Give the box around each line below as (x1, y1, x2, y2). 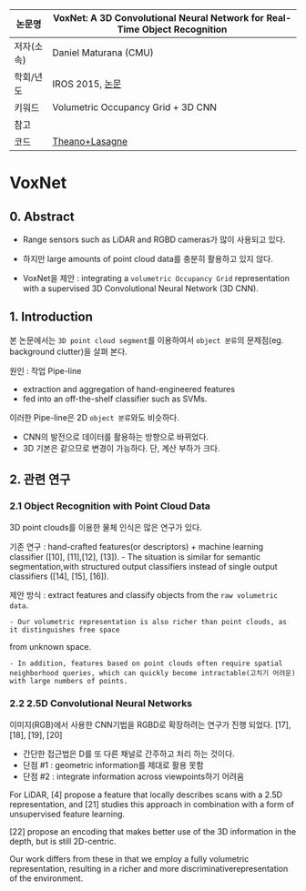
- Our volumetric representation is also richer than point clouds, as (9, 617, 287, 626)
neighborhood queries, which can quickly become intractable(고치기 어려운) (9, 668, 296, 677)
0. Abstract (9, 208, 75, 224)
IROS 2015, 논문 (52, 77, 122, 90)
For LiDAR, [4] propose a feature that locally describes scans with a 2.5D (9, 789, 283, 800)
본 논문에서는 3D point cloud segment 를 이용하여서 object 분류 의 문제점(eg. (9, 334, 284, 345)
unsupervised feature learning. (9, 808, 126, 819)
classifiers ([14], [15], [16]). (9, 571, 109, 582)
